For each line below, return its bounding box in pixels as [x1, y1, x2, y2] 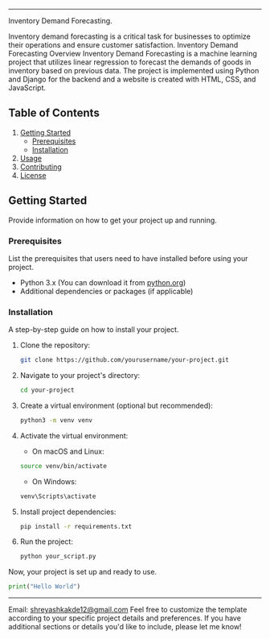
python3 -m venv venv [19, 416, 93, 424]
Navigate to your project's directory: [19, 371, 141, 380]
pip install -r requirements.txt [19, 522, 133, 530]
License [19, 170, 47, 180]
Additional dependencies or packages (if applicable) [19, 286, 194, 296]
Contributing [19, 162, 62, 172]
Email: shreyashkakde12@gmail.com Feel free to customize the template [8, 605, 247, 615]
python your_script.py [19, 553, 96, 561]
